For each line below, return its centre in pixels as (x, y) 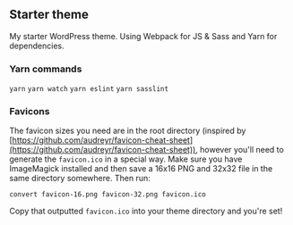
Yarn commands (46, 69)
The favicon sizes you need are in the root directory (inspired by (128, 131)
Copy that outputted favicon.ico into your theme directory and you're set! (146, 211)
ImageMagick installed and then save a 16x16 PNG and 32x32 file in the (141, 169)
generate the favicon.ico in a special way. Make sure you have (126, 159)
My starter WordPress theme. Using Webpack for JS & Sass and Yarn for (143, 36)
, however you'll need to (240, 150)
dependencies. (37, 46)
